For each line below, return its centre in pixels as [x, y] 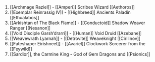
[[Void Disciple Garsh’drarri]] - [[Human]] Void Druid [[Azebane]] [76, 33]
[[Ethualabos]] [25, 17]
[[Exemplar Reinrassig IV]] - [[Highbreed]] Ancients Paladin [70, 12]
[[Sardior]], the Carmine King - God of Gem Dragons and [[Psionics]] [80, 54]
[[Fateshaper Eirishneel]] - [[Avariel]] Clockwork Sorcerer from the [77, 44]
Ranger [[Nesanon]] [30, 28]
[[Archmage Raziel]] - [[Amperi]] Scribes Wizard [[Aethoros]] [72, 7]
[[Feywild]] [21, 49]
